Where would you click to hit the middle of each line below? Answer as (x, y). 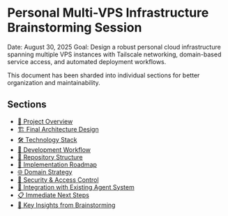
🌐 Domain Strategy (45, 171)
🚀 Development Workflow (54, 149)
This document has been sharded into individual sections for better (104, 75)
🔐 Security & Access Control (58, 180)
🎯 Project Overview (45, 121)
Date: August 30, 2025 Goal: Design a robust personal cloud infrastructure (114, 47)
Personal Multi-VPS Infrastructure (108, 13)
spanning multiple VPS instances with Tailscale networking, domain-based (114, 54)
